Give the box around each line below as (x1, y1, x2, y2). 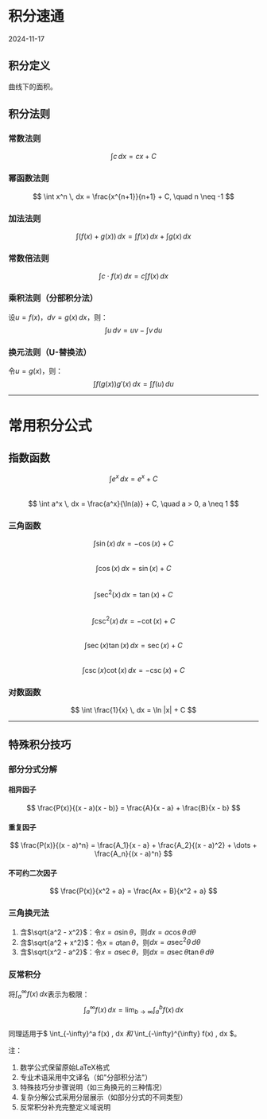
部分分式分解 (8, 763, 58, 775)
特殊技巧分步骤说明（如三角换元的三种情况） (19, 1082, 167, 1092)
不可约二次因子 (8, 868, 57, 877)
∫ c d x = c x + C (110, 152, 157, 161)
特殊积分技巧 (8, 737, 72, 752)
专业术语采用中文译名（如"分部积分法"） (19, 1072, 153, 1082)
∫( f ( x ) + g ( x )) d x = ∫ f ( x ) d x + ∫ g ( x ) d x (75, 231, 192, 241)
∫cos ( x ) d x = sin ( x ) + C (95, 563, 172, 573)
